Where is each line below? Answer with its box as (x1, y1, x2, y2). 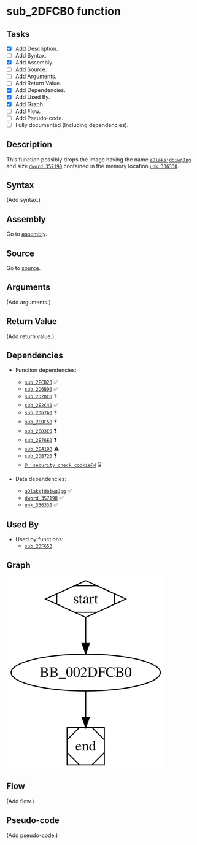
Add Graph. (15, 100, 45, 108)
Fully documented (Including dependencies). (15, 121, 129, 128)
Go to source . (6, 264, 41, 271)
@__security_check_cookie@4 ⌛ (24, 461, 102, 469)
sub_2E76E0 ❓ (24, 436, 57, 444)
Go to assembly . (6, 230, 47, 237)
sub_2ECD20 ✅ (24, 379, 58, 386)
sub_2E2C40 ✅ (24, 401, 58, 409)
